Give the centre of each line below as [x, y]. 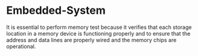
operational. [21, 46]
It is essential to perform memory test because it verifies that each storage [99, 27]
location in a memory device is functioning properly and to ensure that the [98, 33]
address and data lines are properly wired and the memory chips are [91, 40]
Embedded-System [56, 11]
